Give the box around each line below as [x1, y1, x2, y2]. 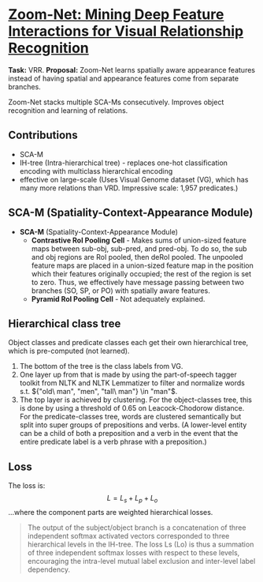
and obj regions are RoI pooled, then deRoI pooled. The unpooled [31, 252, 243, 261]
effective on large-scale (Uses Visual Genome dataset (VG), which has [19, 175, 249, 184]
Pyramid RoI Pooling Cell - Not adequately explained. [31, 294, 206, 303]
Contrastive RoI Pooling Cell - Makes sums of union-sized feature [31, 235, 246, 245]
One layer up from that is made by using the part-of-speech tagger [19, 370, 238, 380]
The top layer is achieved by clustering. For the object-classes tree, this [19, 395, 252, 404]
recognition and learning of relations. [8, 105, 128, 115]
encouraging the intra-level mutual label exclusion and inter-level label [27, 556, 256, 565]
